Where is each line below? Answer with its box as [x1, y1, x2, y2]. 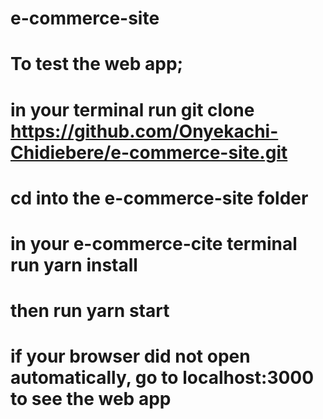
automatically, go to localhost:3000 [10, 367, 315, 389]
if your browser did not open [10, 345, 251, 368]
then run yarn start [10, 300, 170, 322]
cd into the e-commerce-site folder [10, 187, 309, 209]
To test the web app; [10, 53, 184, 76]
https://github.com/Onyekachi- [10, 120, 279, 142]
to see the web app [10, 388, 172, 411]
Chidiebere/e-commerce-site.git [10, 141, 288, 164]
